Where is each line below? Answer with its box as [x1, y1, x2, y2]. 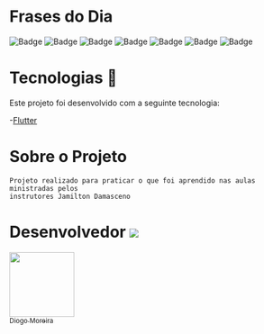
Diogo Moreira [9, 316, 54, 325]
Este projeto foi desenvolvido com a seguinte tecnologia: [9, 97, 221, 108]
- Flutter [9, 114, 38, 125]
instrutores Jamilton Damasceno [9, 192, 131, 201]
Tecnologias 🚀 [9, 68, 118, 88]
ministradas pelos [9, 184, 78, 193]
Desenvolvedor [9, 222, 126, 242]
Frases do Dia [9, 6, 114, 27]
